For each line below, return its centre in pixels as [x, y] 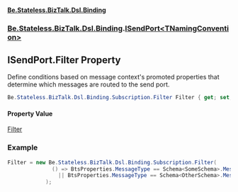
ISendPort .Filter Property [64, 60]
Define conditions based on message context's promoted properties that [113, 77]
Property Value [30, 113]
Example [23, 147]
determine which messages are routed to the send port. [89, 84]
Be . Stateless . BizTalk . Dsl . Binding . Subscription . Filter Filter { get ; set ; [120, 98]
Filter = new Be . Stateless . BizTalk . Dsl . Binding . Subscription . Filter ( [112, 162]
